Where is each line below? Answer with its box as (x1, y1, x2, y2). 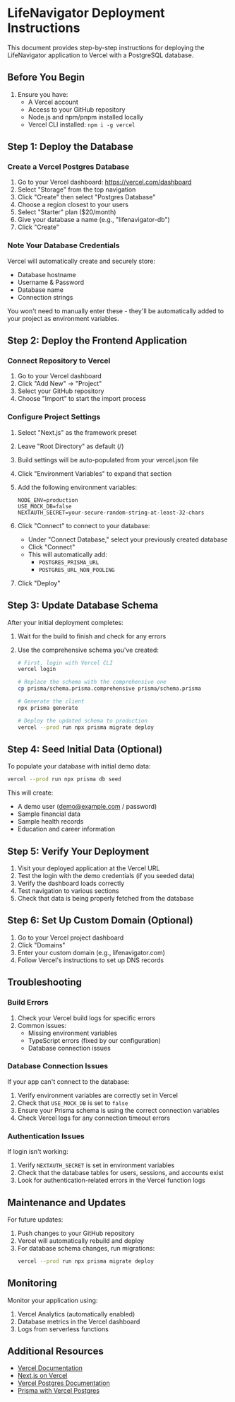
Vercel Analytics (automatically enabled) (17, 1309, 135, 1318)
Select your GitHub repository (17, 387, 104, 395)
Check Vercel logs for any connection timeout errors (17, 1114, 171, 1122)
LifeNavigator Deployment (7, 5, 165, 21)
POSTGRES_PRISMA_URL (38, 559, 100, 566)
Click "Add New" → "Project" (17, 380, 102, 388)
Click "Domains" (17, 940, 66, 949)
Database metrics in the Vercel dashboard (17, 1317, 140, 1326)
